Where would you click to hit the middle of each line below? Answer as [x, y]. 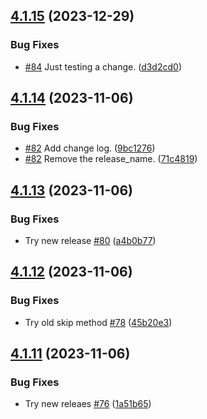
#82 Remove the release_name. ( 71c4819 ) [111, 159]
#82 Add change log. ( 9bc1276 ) [90, 148]
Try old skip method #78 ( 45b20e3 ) [98, 322]
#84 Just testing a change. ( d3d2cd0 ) [103, 66]
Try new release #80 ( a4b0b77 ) [90, 241]
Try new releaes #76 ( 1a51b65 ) [88, 404]
